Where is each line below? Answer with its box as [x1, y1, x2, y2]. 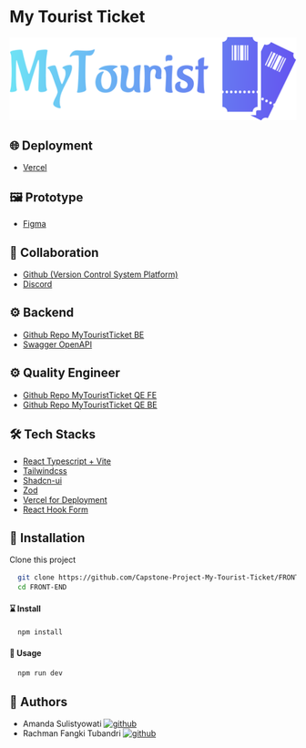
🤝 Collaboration [9, 244, 99, 261]
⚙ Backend [9, 305, 75, 321]
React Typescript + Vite [22, 456, 112, 466]
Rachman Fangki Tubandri [22, 728, 121, 739]
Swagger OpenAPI [22, 339, 93, 350]
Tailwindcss [22, 465, 67, 476]
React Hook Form [22, 504, 88, 515]
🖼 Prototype [9, 190, 84, 205]
